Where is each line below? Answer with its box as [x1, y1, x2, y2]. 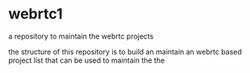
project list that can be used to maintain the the [8, 55, 165, 65]
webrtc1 [8, 5, 63, 23]
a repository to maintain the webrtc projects [8, 31, 154, 41]
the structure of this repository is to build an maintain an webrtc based [8, 47, 242, 56]
